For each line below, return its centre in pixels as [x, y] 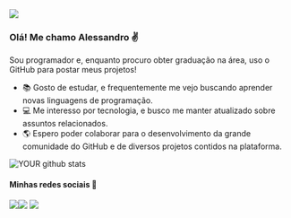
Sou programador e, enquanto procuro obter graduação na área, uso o [140, 60]
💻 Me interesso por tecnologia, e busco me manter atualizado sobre [149, 110]
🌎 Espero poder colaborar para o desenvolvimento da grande [137, 134]
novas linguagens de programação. [88, 100]
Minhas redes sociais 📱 [53, 184]
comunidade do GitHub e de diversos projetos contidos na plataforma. [152, 146]
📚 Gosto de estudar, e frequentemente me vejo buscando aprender [147, 88]
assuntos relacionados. [65, 124]
